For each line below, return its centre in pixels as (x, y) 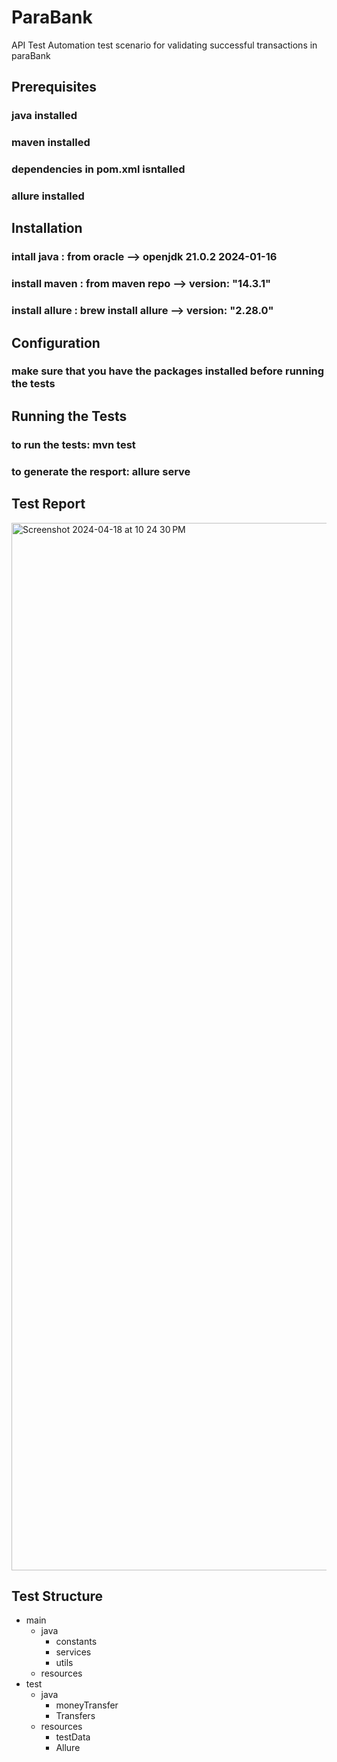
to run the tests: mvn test (73, 444)
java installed (44, 116)
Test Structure (57, 1596)
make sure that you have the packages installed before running (168, 371)
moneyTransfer (87, 1705)
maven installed (51, 143)
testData (73, 1737)
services (73, 1652)
